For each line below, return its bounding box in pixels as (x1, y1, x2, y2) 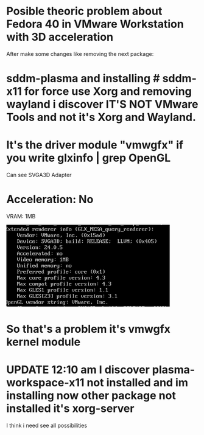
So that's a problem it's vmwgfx (6, 322, 171, 336)
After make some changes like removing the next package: (6, 50, 154, 57)
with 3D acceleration (6, 30, 114, 44)
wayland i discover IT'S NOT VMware (6, 97, 199, 111)
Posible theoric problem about (6, 4, 163, 18)
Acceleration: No (6, 193, 94, 206)
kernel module (6, 335, 81, 349)
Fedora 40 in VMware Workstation (6, 17, 184, 31)
